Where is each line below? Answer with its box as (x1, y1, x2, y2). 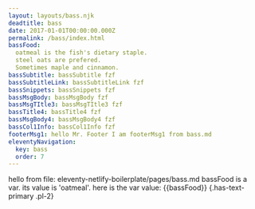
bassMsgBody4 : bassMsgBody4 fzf (8, 116, 116, 124)
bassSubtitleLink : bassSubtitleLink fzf (8, 78, 145, 86)
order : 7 (15, 152, 45, 160)
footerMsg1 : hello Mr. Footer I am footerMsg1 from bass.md (8, 130, 213, 138)
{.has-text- (208, 183, 245, 192)
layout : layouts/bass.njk (8, 11, 94, 20)
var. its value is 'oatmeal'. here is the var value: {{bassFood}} (8, 183, 208, 192)
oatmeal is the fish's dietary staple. (15, 49, 148, 57)
